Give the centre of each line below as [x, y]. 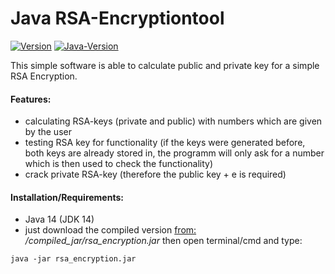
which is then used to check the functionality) [119, 164]
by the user [48, 132]
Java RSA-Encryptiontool [117, 18]
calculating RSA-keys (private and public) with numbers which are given [173, 121]
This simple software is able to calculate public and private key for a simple [165, 65]
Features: [31, 99]
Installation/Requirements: [67, 197]
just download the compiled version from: [110, 230]
